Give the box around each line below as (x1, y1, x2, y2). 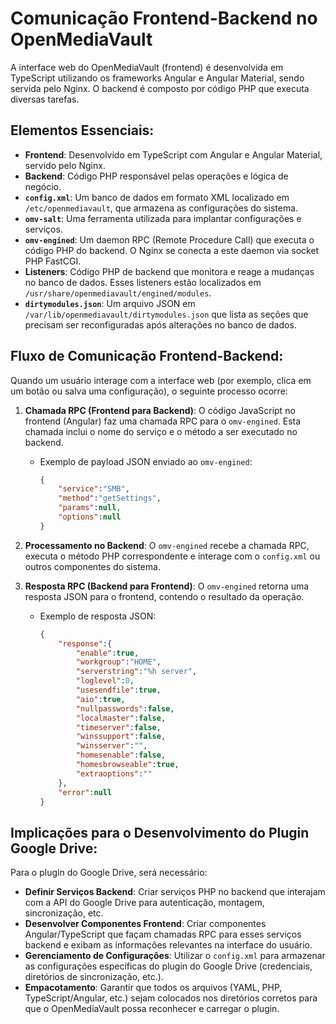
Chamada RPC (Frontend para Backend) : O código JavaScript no (24, 404, 296, 416)
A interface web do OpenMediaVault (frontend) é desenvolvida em (10, 61, 284, 73)
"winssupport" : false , (75, 732, 167, 742)
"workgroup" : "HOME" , (75, 657, 162, 667)
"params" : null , (58, 503, 122, 513)
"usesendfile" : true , (75, 685, 162, 696)
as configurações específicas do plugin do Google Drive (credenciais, (24, 960, 313, 972)
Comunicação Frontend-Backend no (10, 7, 318, 30)
